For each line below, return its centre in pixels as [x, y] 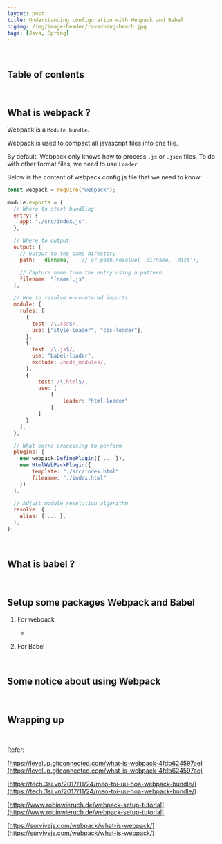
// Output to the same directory [68, 254]
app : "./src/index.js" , [54, 222]
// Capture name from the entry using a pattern [91, 272]
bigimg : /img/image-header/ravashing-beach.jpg [77, 26]
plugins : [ [29, 452]
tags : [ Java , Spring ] [38, 33]
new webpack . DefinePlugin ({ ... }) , [73, 459]
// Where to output [41, 241]
